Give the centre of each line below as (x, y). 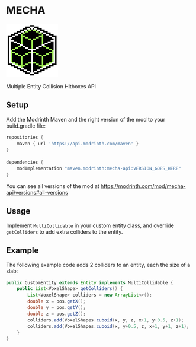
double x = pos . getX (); (57, 301)
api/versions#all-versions (37, 192)
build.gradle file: (26, 126)
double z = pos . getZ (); (57, 314)
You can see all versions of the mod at (53, 186)
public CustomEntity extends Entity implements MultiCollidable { (90, 282)
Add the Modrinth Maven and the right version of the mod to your (86, 119)
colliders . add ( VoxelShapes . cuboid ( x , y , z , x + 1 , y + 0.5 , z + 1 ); (106, 320)
